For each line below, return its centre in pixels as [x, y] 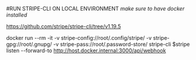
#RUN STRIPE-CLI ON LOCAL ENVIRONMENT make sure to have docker [95, 9]
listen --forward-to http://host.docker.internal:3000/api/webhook [86, 50]
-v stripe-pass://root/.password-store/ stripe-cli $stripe [122, 44]
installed [17, 15]
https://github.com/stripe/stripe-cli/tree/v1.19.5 [64, 26]
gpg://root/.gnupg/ [29, 44]
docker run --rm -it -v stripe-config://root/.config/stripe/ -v [79, 38]
